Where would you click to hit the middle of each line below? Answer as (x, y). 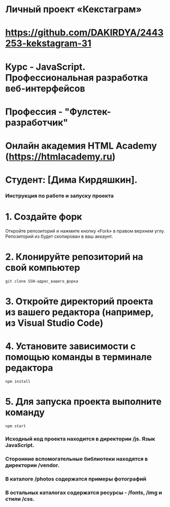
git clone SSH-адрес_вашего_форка (42, 281)
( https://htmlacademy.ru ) (60, 157)
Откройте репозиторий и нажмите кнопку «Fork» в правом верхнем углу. (85, 231)
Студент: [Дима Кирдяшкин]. (72, 180)
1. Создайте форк (44, 217)
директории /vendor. (32, 465)
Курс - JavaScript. (45, 67)
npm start (16, 426)
